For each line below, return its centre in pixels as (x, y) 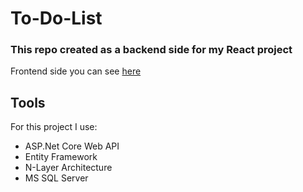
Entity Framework (61, 157)
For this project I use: (54, 127)
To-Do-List (56, 18)
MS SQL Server (56, 178)
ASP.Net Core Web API (72, 146)
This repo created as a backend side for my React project (151, 50)
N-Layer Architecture (68, 168)
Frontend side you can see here (76, 71)
